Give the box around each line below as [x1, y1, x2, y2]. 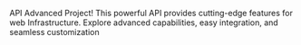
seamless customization [9, 27, 100, 37]
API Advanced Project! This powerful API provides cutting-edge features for [9, 8, 293, 18]
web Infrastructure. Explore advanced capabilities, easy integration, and [9, 17, 278, 28]
